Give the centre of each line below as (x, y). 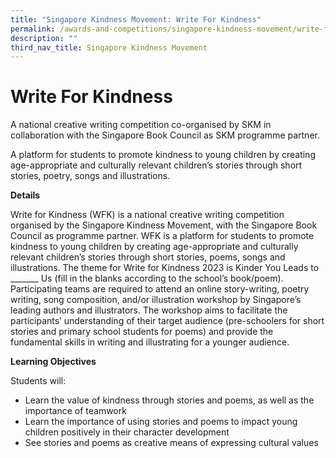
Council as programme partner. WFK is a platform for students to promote (162, 236)
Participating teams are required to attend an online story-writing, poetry (160, 289)
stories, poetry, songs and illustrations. (90, 176)
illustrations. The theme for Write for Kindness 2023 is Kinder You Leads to (165, 268)
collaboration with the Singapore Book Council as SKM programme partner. (165, 135)
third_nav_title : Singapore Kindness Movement (109, 47)
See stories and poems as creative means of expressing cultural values (171, 443)
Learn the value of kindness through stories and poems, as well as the (169, 400)
